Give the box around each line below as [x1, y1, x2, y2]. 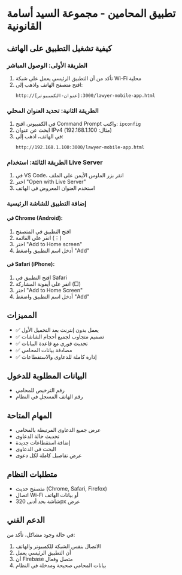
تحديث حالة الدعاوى [15, 432, 60, 440]
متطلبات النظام [7, 469, 57, 479]
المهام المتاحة [7, 410, 52, 420]
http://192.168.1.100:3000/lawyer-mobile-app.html [15, 144, 145, 150]
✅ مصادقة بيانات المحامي [15, 346, 72, 353]
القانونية [7, 19, 42, 33]
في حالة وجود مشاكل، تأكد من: [7, 531, 75, 538]
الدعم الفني [7, 515, 45, 525]
